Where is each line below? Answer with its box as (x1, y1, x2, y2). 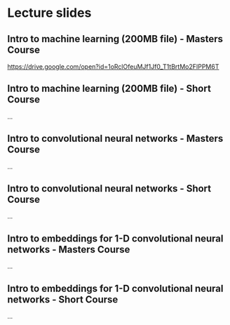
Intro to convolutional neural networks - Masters (7, 133, 224, 145)
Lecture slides (7, 5, 92, 21)
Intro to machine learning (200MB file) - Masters (7, 33, 223, 45)
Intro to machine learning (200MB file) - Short (7, 83, 212, 95)
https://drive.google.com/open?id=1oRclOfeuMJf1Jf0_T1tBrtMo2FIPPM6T (7, 62, 219, 71)
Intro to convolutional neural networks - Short (7, 183, 212, 194)
